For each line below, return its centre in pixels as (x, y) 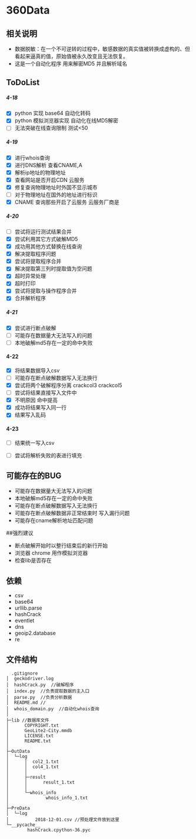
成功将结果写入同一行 (40, 408)
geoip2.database (35, 633)
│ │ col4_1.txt (33, 767)
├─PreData (18, 808)
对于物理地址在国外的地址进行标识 (56, 194)
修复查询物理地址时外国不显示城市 (56, 187)
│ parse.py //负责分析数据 (39, 698)
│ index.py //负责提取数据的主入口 (48, 691)
